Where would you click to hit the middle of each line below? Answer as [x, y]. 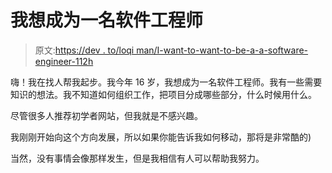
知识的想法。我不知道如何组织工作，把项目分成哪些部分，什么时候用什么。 [163, 94]
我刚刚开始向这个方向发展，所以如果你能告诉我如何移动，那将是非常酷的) [161, 137]
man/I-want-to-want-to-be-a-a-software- [222, 50]
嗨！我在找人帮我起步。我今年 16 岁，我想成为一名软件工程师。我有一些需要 [166, 82]
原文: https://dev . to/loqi [84, 50]
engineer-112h [64, 61]
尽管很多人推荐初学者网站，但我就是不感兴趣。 [106, 115]
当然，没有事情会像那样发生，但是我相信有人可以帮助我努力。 [137, 158]
